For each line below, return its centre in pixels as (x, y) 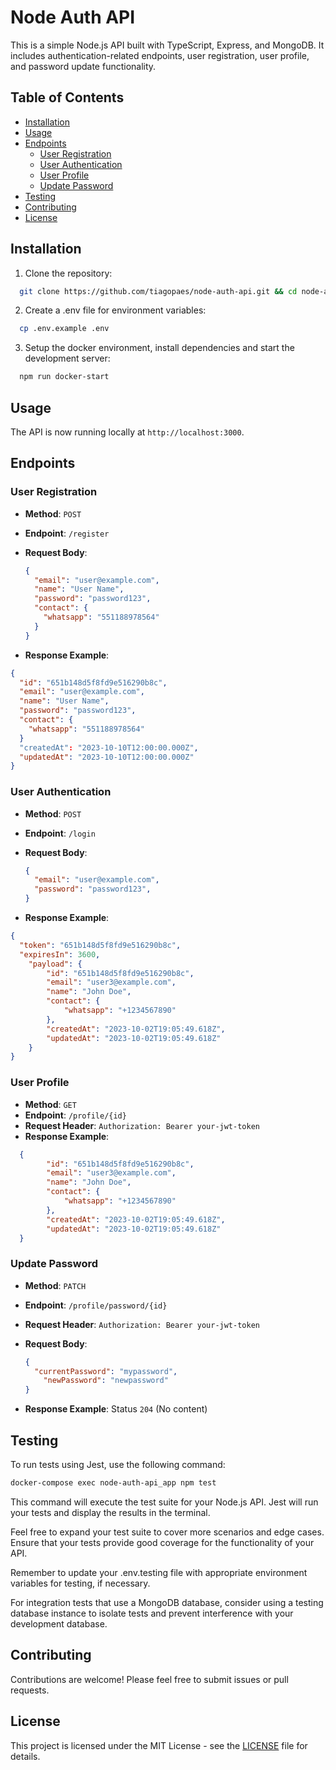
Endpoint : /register (67, 533)
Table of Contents (67, 97)
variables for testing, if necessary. (80, 1583)
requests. (30, 1690)
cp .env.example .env (64, 329)
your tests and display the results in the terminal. (110, 1512)
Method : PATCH (55, 1285)
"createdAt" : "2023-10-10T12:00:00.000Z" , (109, 747)
